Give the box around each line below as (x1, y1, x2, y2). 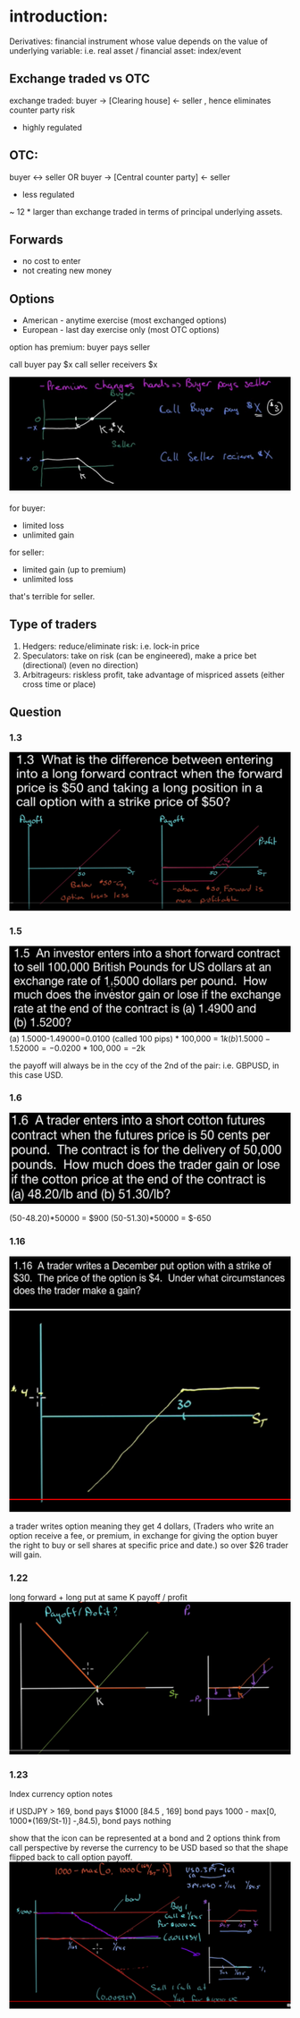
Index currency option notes (9, 1789, 113, 1800)
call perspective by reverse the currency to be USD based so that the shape (9, 1843, 288, 1853)
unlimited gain (21, 530, 75, 540)
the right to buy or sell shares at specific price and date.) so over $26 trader (9, 1539, 288, 1550)
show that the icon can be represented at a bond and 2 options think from (9, 1833, 281, 1844)
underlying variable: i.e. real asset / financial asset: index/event (9, 45, 242, 55)
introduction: (9, 6, 109, 27)
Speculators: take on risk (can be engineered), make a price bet (21, 650, 257, 661)
